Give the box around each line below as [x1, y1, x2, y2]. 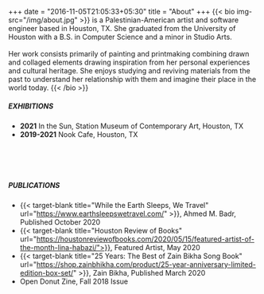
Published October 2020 [19, 217, 101, 226]
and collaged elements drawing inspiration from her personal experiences [8, 57, 250, 67]
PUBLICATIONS [8, 180, 60, 190]
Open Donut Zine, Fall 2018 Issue [19, 276, 129, 286]
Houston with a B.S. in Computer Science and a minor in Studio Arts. [8, 32, 232, 41]
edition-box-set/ [19, 268, 74, 277]
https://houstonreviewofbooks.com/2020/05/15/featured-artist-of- [36, 234, 254, 244]
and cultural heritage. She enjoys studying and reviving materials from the [8, 66, 250, 75]
